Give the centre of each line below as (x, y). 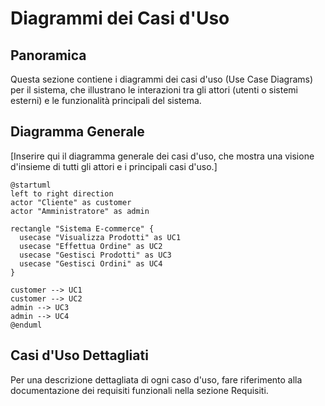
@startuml (31, 185)
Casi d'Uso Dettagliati (79, 355)
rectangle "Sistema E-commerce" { (82, 228)
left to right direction (62, 193)
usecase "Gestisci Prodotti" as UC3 (95, 255)
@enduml (26, 325)
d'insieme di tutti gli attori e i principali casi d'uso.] (114, 166)
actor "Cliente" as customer (71, 202)
